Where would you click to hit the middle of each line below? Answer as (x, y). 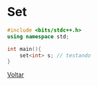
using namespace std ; (38, 36)
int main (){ (24, 49)
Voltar (16, 75)
